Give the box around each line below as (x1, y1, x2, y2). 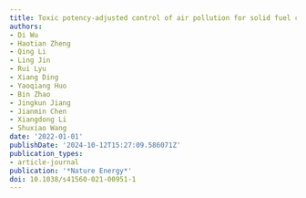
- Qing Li (9, 47, 47, 57)
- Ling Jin (9, 56, 51, 65)
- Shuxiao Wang (9, 124, 67, 133)
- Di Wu (9, 30, 39, 39)
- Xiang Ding (9, 73, 59, 82)
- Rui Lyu (9, 65, 47, 74)
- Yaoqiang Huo (9, 81, 67, 90)
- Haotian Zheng (9, 38, 71, 48)
